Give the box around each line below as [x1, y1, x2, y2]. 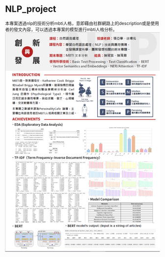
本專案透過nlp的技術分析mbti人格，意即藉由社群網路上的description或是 [5, 20, 151, 26]
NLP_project [5, 3, 56, 15]
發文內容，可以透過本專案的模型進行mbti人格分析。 [13, 26, 117, 32]
